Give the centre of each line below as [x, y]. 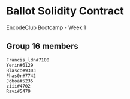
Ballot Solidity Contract [65, 11]
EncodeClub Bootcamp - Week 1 [46, 27]
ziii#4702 [19, 86]
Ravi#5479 [19, 91]
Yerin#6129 [20, 65]
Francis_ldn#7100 [28, 60]
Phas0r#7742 [21, 76]
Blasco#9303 [21, 70]
